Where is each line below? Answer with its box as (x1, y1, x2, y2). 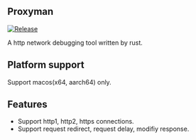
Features (7, 99, 48, 111)
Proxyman (7, 6, 54, 18)
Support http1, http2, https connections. (17, 117, 134, 126)
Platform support (7, 59, 85, 71)
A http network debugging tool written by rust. (7, 38, 143, 47)
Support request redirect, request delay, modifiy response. (17, 124, 190, 134)
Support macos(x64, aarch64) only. (7, 77, 111, 86)
